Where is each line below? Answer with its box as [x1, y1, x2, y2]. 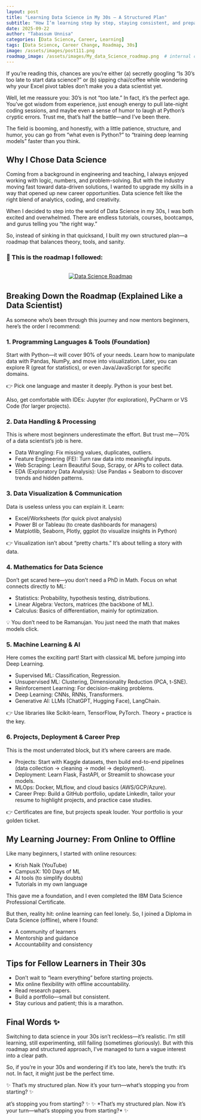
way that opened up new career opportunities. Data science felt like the [6, 190, 182, 197]
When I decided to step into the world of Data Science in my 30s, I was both [6, 208, 194, 215]
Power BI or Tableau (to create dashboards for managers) [14, 521, 157, 528]
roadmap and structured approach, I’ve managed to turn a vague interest [6, 1046, 187, 1052]
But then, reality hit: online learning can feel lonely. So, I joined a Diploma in [6, 910, 192, 918]
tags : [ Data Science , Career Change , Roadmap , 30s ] [6, 43, 138, 48]
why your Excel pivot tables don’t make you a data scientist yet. [6, 82, 163, 90]
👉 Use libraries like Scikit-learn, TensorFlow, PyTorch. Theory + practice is [6, 709, 193, 717]
